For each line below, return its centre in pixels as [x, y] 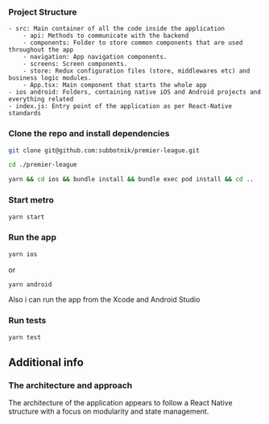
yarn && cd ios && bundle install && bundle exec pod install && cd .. [131, 180]
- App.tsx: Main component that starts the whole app [115, 85]
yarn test [25, 337]
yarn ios [23, 254]
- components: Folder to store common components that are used [133, 43]
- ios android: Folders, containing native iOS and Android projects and [135, 92]
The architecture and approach [70, 385]
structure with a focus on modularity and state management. [109, 412]
